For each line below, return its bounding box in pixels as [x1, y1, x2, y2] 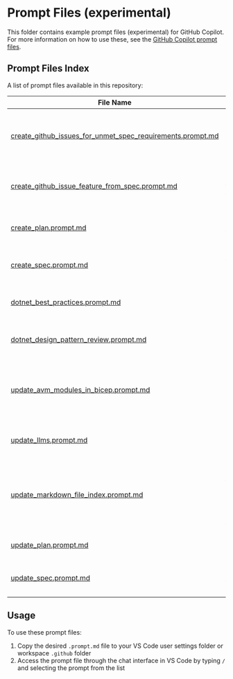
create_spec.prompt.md [10, 260, 89, 270]
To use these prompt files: [7, 628, 82, 636]
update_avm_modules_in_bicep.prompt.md [10, 385, 150, 395]
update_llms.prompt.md [10, 435, 88, 445]
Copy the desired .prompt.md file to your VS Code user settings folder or [17, 642, 223, 650]
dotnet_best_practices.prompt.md [10, 297, 121, 307]
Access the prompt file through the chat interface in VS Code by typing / [17, 656, 225, 664]
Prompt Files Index [7, 62, 90, 74]
